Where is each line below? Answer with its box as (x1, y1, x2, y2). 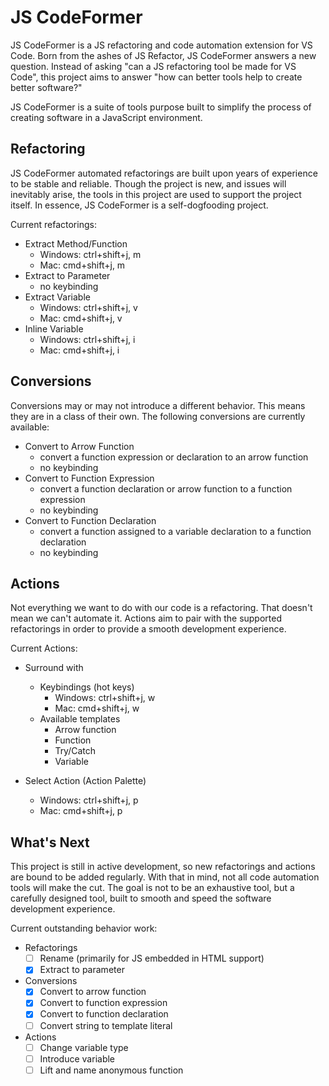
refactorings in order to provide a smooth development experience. (10, 623, 287, 635)
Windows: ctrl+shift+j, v (39, 301, 138, 313)
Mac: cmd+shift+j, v (39, 312, 123, 324)
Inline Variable (24, 322, 84, 335)
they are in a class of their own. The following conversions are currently (10, 410, 306, 422)
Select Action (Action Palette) (24, 775, 147, 787)
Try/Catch (54, 745, 97, 757)
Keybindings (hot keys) (39, 681, 135, 693)
